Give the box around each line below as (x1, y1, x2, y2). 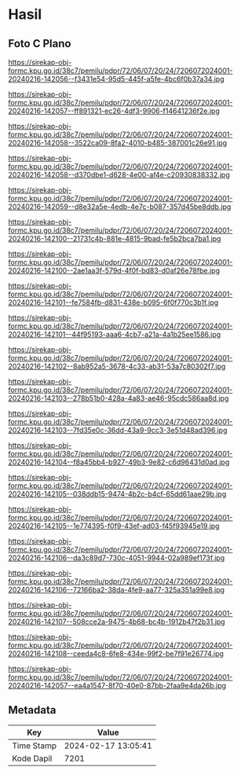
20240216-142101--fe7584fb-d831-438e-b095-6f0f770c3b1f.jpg (8, 298, 219, 307)
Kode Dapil (12, 753, 53, 764)
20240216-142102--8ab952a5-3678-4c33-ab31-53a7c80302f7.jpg (8, 361, 226, 371)
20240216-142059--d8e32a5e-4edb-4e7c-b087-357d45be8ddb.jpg (8, 202, 232, 211)
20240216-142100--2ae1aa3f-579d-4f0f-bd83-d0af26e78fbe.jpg (8, 266, 221, 275)
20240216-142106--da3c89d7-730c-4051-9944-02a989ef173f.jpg (8, 553, 225, 563)
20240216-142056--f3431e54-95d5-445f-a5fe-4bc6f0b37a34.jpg (8, 75, 225, 83)
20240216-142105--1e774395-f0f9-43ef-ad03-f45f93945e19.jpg (8, 521, 220, 530)
